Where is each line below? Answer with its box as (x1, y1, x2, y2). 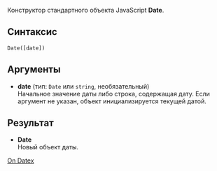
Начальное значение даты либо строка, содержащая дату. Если (17, 89, 210, 98)
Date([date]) (7, 45, 45, 52)
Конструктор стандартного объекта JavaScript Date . (7, 6, 164, 14)
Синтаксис (7, 26, 57, 38)
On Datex (7, 156, 34, 165)
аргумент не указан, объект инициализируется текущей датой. (17, 97, 206, 105)
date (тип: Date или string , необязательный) (17, 82, 150, 90)
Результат (7, 117, 55, 129)
